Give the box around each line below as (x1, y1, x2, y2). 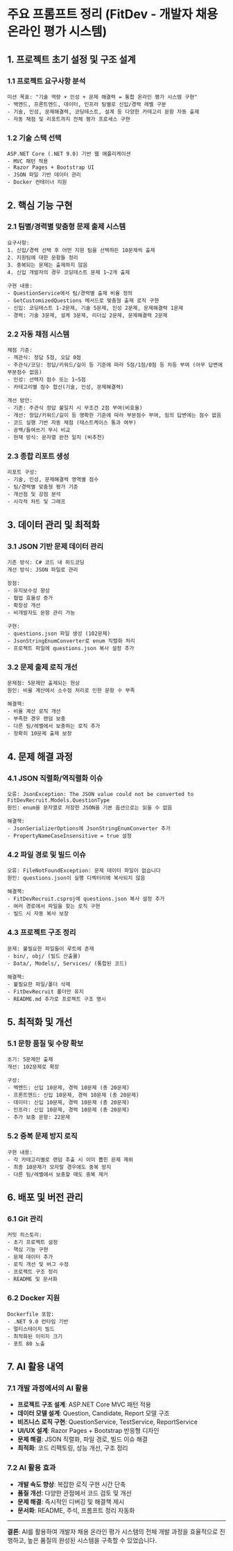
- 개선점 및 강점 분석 (7, 491, 61, 498)
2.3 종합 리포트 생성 (7, 451, 69, 461)
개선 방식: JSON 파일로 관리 (7, 567, 78, 574)
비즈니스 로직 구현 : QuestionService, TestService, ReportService (17, 1418, 198, 1426)
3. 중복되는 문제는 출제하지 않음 (7, 261, 88, 268)
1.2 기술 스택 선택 (7, 133, 62, 142)
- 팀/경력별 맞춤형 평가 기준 (7, 483, 78, 490)
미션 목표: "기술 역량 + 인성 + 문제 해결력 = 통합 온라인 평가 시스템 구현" (7, 93, 198, 101)
